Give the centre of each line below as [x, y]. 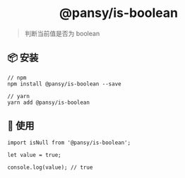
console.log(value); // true [50, 167]
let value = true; [34, 155]
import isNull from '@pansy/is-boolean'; [69, 143]
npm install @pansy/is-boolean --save [64, 84]
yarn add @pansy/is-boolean [49, 102]
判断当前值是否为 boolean [62, 33]
